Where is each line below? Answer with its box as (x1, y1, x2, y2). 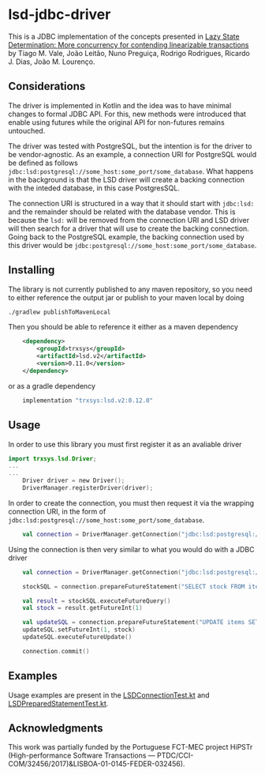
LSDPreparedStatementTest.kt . (8, 698, 109, 708)
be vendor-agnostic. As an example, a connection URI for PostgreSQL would (8, 149, 257, 159)
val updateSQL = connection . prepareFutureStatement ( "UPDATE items (22, 619, 245, 626)
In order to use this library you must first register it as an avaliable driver (8, 439, 242, 449)
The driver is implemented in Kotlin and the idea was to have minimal (8, 100, 232, 110)
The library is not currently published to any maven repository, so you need (8, 284, 252, 294)
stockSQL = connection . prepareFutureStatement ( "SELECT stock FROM (22, 582, 245, 590)
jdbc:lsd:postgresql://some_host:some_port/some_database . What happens (8, 166, 254, 175)
